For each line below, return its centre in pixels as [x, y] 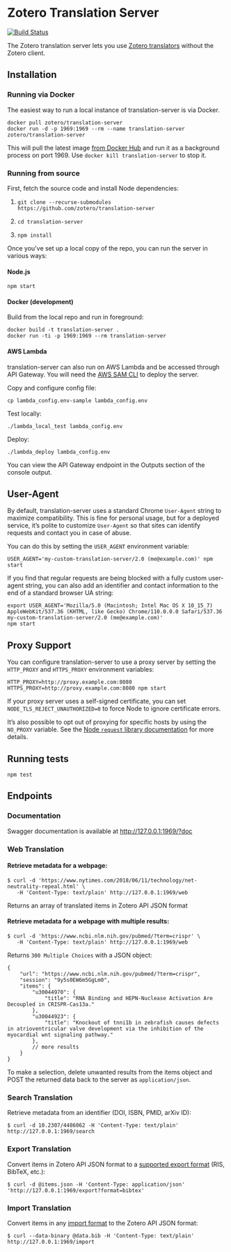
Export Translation [39, 1149]
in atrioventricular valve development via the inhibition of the [105, 1029]
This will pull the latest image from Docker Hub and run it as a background [113, 148]
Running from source [43, 173]
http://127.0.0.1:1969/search [51, 1132]
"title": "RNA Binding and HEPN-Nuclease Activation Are [129, 998]
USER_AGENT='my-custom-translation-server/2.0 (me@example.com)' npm [110, 559]
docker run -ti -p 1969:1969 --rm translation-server [87, 336]
